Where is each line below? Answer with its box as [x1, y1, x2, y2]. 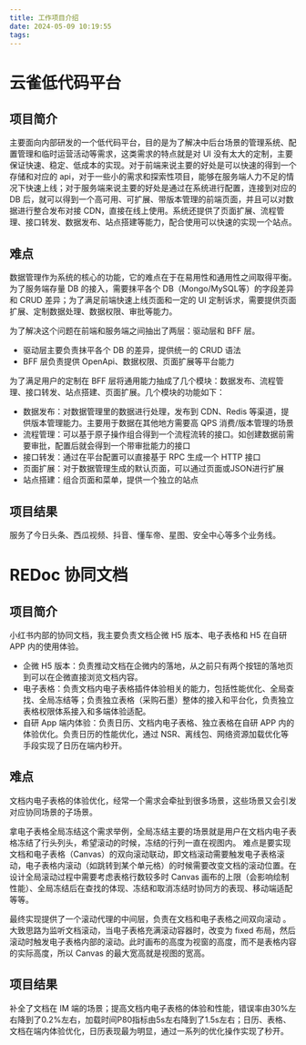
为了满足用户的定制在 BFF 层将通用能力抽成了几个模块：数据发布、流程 [9, 375, 276, 387]
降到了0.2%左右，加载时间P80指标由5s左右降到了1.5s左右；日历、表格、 [16, 1014, 291, 1025]
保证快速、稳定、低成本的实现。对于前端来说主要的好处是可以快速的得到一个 [9, 160, 297, 171]
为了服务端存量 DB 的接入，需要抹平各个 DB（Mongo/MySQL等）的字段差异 [9, 283, 294, 294]
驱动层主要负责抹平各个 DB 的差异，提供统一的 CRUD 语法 [22, 345, 241, 356]
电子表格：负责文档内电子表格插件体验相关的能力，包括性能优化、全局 [22, 684, 287, 694]
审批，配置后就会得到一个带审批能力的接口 [30, 441, 191, 451]
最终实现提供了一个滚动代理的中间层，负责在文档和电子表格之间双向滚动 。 [9, 913, 291, 924]
